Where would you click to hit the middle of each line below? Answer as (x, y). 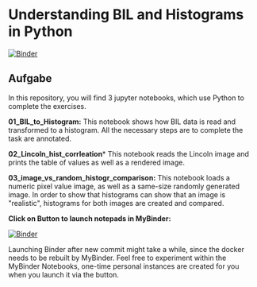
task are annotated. (40, 138)
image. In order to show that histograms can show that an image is (117, 194)
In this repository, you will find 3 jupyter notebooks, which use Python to (126, 98)
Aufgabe (30, 78)
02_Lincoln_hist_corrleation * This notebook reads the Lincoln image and (129, 153)
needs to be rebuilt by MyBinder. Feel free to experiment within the (117, 258)
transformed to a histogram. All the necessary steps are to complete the (126, 130)
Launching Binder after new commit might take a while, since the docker (126, 249)
